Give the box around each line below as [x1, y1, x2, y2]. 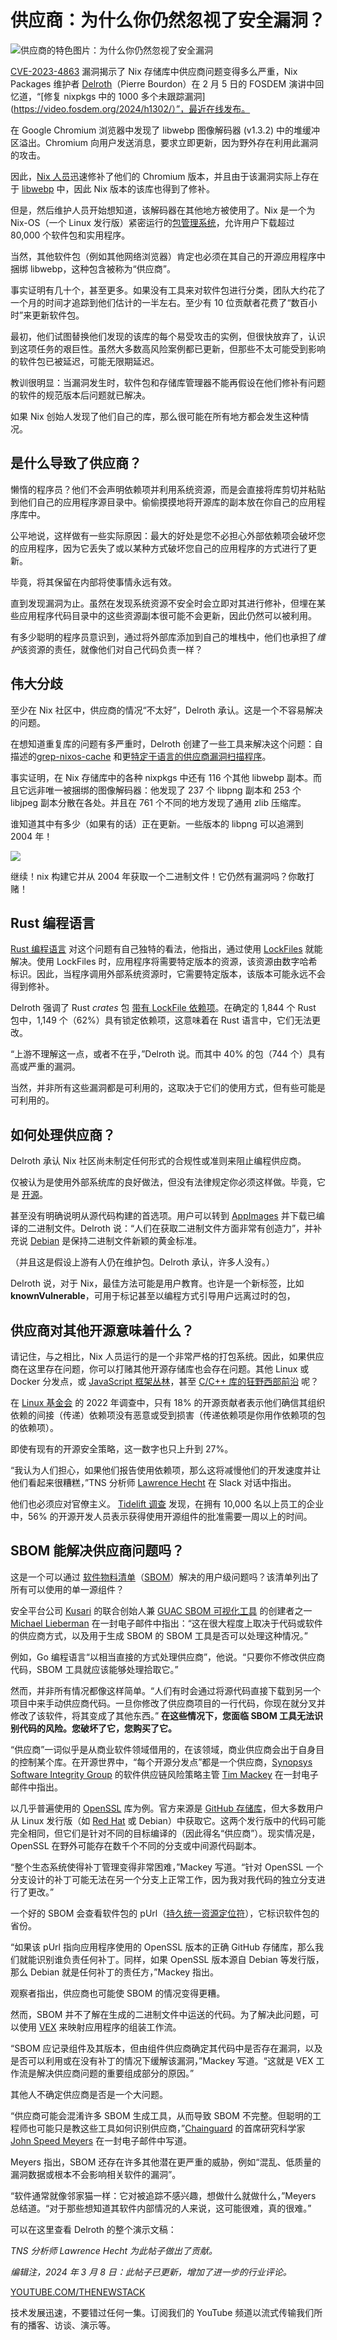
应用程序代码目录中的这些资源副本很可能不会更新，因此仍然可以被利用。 [18, 609, 317, 621]
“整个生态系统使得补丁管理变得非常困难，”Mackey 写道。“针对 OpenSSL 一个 [10, 1861, 324, 1873]
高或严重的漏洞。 [10, 1061, 81, 1073]
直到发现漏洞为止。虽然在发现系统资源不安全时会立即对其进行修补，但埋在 [10, 597, 317, 609]
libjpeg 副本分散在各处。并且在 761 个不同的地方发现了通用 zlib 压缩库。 [10, 796, 307, 808]
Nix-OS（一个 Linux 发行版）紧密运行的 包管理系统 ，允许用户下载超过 [10, 216, 295, 228]
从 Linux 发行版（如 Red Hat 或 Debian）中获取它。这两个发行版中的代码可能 [10, 1814, 326, 1826]
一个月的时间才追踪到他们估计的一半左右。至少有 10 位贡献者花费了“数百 [10, 296, 309, 308]
